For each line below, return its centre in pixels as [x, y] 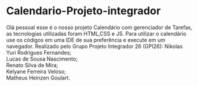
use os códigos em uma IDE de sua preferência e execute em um [86, 40]
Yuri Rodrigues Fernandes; [39, 52]
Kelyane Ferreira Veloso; [36, 71]
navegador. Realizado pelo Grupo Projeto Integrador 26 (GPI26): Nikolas [95, 46]
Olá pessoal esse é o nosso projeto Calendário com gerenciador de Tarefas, [99, 27]
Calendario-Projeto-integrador [84, 11]
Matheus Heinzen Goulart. [38, 78]
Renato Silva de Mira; [32, 65]
